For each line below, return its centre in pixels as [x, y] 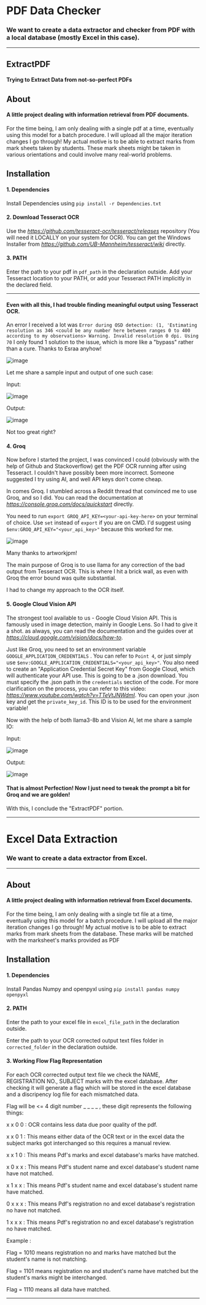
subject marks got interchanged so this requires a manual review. [89, 1143]
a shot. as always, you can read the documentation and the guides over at [100, 631]
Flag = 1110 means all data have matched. [59, 1289]
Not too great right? [31, 432]
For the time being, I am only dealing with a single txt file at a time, [90, 914]
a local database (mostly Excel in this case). [73, 37]
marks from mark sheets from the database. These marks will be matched [100, 933]
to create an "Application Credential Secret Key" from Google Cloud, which [101, 669]
